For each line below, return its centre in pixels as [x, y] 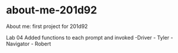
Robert [43, 44]
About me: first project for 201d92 [47, 26]
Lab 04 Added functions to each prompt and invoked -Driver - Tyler [88, 37]
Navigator [18, 44]
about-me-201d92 [52, 10]
